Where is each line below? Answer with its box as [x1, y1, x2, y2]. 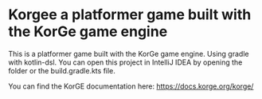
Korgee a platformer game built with [8, 6, 252, 24]
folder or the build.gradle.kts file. [8, 65, 115, 75]
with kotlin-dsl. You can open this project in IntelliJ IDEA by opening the [8, 57, 243, 67]
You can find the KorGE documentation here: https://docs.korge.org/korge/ [8, 81, 254, 91]
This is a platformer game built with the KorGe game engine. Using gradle [8, 49, 249, 58]
